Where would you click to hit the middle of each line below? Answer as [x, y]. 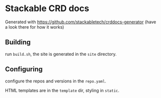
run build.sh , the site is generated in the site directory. [61, 54]
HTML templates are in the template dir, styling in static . [62, 90]
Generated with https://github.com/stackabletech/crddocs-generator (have [80, 22]
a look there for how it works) [35, 27]
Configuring [24, 69]
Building [18, 42]
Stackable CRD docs [47, 8]
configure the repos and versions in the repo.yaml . [56, 81]
